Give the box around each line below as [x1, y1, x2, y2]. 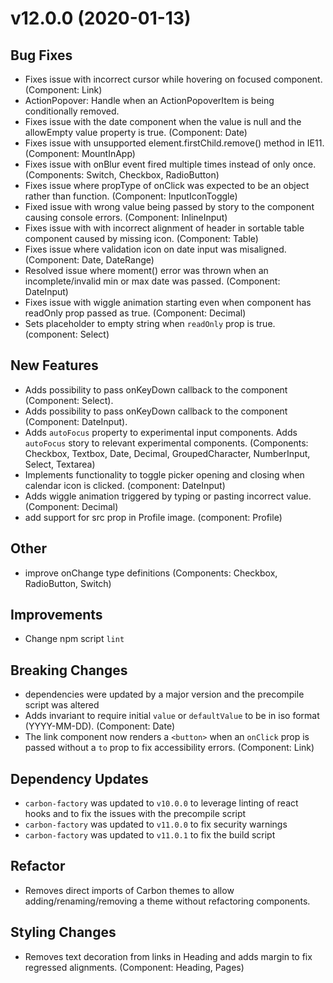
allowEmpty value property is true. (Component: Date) [24, 127, 248, 138]
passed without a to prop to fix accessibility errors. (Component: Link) [24, 742, 315, 754]
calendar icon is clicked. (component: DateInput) [24, 479, 226, 491]
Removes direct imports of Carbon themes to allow [24, 884, 235, 896]
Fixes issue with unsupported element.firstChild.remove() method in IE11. [24, 137, 325, 149]
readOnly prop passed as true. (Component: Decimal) [24, 307, 247, 319]
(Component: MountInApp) [24, 148, 136, 159]
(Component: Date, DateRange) [24, 254, 155, 266]
